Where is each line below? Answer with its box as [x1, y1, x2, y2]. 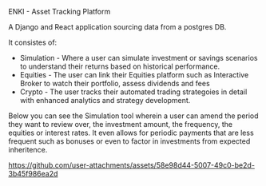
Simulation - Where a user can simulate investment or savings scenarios [19, 53, 258, 62]
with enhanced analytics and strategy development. [19, 96, 191, 105]
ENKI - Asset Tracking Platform [8, 7, 111, 16]
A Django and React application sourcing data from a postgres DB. [8, 22, 227, 31]
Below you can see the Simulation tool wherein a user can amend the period [8, 111, 259, 121]
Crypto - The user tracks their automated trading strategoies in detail [19, 87, 248, 97]
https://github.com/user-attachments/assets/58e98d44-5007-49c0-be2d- [8, 160, 256, 170]
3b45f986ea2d [8, 169, 58, 178]
